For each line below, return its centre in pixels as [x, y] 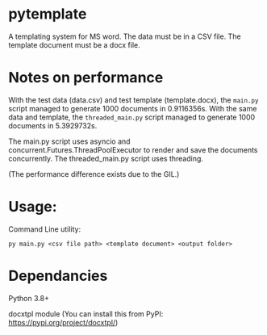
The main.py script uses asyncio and [69, 141]
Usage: [33, 207]
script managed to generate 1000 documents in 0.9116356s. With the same [133, 108]
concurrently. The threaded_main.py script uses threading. [106, 158]
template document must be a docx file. [75, 44]
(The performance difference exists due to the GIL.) [94, 174]
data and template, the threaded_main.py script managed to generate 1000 [132, 117]
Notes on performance [86, 78]
